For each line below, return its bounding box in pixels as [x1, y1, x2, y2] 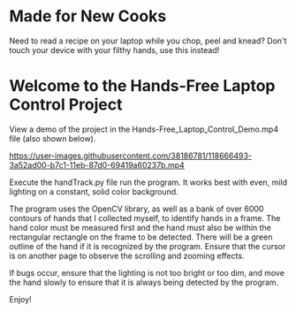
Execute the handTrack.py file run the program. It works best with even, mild [9, 177, 287, 187]
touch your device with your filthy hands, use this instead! [9, 44, 220, 55]
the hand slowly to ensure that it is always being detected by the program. [9, 277, 279, 287]
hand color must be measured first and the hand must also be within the [9, 222, 271, 233]
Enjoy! [9, 294, 33, 304]
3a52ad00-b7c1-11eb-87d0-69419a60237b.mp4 [9, 159, 186, 170]
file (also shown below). [9, 133, 96, 143]
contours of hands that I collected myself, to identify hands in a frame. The [9, 212, 281, 223]
